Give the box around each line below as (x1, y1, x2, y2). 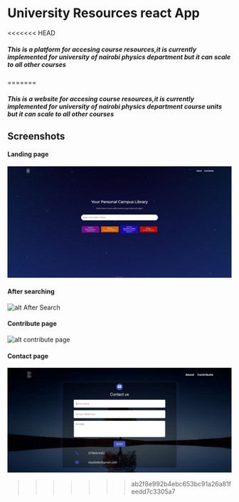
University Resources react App (7, 5, 201, 21)
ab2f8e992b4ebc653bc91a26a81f (131, 480, 231, 488)
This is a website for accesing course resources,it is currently (7, 94, 194, 103)
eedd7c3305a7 (131, 487, 176, 496)
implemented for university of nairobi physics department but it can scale (7, 52, 231, 61)
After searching (7, 287, 55, 296)
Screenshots (7, 130, 65, 142)
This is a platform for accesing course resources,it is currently (7, 45, 197, 53)
